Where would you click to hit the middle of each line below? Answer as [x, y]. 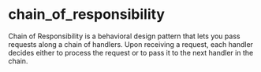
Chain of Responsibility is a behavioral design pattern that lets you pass [124, 36]
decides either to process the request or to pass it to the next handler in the [131, 52]
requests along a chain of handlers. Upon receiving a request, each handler [131, 44]
